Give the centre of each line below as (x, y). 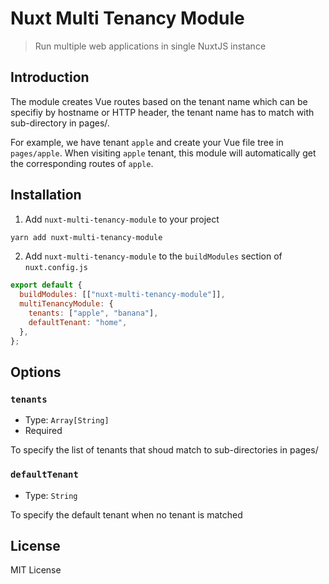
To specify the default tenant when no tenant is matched (126, 514)
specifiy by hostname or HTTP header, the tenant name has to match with (162, 112)
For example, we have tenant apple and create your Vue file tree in (147, 142)
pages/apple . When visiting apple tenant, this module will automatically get (163, 153)
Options (36, 372)
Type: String (51, 495)
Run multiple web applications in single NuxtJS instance (150, 46)
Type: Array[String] (67, 420)
